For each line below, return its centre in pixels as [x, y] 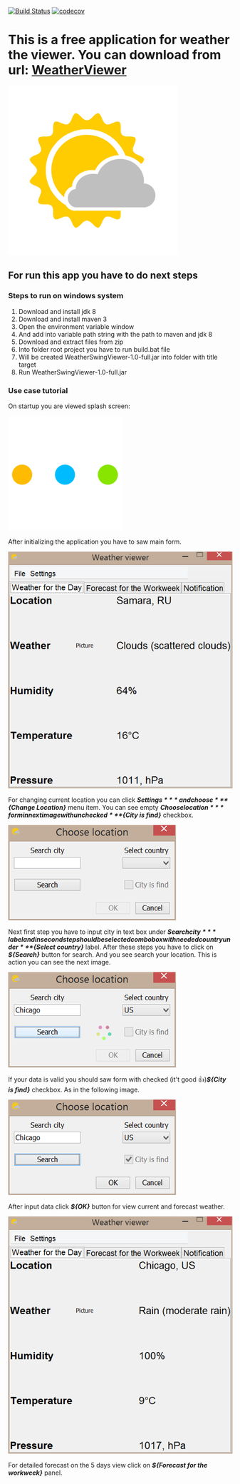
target [27, 365]
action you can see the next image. [59, 962]
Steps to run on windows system [66, 296]
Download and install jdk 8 [57, 311]
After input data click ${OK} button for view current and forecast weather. [116, 1206]
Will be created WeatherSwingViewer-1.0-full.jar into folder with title [118, 357]
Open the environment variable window [76, 326]
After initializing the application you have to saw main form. [95, 542]
